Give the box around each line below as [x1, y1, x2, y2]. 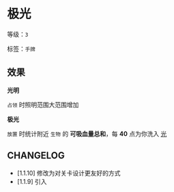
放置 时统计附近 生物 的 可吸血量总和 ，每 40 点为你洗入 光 [7, 129, 167, 137]
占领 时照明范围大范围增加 [7, 100, 79, 109]
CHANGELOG [7, 150, 65, 161]
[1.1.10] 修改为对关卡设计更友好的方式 [16, 169, 121, 177]
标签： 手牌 [7, 44, 35, 53]
